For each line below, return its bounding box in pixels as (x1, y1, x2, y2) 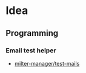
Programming (5, 28, 59, 38)
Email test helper (5, 46, 56, 55)
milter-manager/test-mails (14, 60, 80, 67)
